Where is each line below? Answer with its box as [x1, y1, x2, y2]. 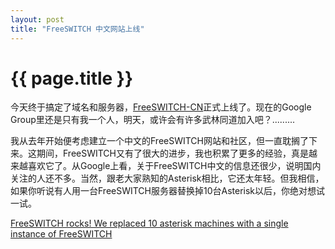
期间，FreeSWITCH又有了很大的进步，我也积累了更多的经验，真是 [36, 147, 310, 160]
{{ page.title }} [10, 67, 134, 90]
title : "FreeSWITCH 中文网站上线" [10, 24, 145, 34]
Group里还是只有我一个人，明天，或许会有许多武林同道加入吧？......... [10, 114, 296, 126]
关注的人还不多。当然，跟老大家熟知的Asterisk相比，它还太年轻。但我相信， [10, 172, 325, 185]
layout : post [10, 14, 65, 25]
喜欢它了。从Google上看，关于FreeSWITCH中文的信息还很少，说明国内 [27, 160, 322, 172]
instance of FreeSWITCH [10, 228, 113, 240]
